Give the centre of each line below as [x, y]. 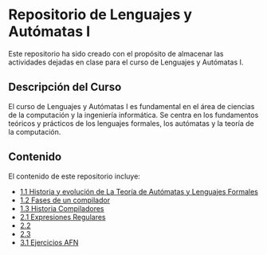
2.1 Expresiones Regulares [63, 217]
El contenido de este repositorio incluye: [75, 176]
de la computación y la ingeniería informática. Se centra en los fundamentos [133, 115]
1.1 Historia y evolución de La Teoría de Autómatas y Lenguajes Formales [139, 191]
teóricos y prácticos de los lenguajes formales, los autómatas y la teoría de [132, 123]
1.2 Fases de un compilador [65, 200]
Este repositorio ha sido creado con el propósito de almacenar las [116, 53]
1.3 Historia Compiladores [62, 208]
